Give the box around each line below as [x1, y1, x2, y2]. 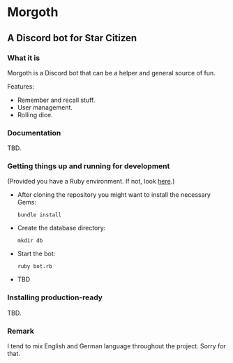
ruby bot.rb [17, 263, 52, 270]
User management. [17, 103, 73, 112]
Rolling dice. [17, 110, 54, 119]
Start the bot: [17, 249, 56, 258]
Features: [7, 82, 35, 91]
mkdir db [17, 237, 43, 244]
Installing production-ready [7, 292, 103, 302]
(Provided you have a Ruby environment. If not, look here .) [7, 177, 175, 186]
